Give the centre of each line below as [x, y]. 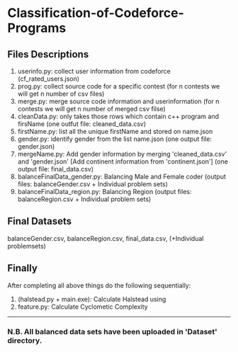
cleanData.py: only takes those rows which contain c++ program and [118, 116]
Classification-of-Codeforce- [96, 13]
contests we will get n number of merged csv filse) [92, 109]
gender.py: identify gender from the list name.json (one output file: [115, 139]
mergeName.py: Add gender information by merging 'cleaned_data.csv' [122, 154]
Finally [22, 268]
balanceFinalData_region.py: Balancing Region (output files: [104, 192]
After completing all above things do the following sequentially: [99, 285]
